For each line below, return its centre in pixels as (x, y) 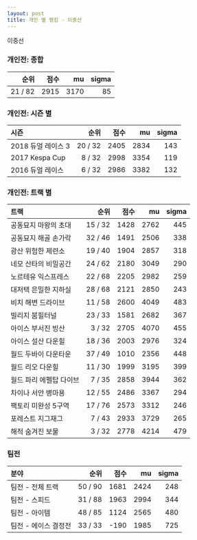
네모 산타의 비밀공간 (41, 264)
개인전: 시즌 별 (30, 113)
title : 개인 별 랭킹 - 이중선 (45, 20)
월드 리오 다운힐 (35, 367)
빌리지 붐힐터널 (34, 316)
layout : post (26, 13)
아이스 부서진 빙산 (38, 329)
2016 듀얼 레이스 (37, 171)
